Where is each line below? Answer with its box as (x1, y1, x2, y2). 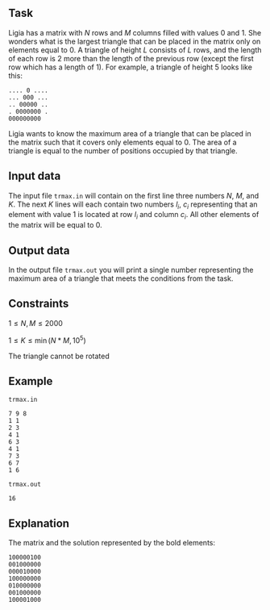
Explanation (8, 516, 70, 530)
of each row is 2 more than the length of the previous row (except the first (8, 53, 254, 63)
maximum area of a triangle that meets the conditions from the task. (8, 274, 234, 283)
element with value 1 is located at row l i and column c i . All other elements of (8, 210, 260, 221)
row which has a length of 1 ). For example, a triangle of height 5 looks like (8, 62, 252, 72)
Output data (8, 244, 70, 257)
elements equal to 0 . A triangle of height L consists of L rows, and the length (8, 44, 262, 55)
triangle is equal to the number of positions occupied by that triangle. (8, 145, 238, 156)
